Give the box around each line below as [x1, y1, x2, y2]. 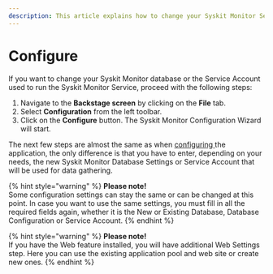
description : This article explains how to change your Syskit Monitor [8, 11, 256, 20]
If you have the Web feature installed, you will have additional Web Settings [8, 240, 260, 250]
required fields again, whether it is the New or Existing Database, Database [8, 207, 260, 216]
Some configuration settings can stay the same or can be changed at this [8, 190, 254, 199]
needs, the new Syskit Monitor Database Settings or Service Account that [8, 156, 255, 166]
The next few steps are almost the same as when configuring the [8, 139, 226, 149]
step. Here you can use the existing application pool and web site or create [8, 248, 259, 258]
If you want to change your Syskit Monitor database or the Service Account [8, 74, 261, 83]
